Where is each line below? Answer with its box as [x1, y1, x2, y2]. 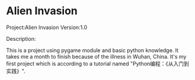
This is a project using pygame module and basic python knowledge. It [6, 46, 179, 54]
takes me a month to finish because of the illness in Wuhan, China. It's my [6, 53, 187, 60]
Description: [6, 35, 36, 42]
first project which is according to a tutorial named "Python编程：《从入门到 [6, 60, 190, 67]
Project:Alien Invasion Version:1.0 [6, 24, 88, 31]
